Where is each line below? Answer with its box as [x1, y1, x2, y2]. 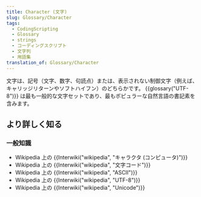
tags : [6, 20, 20, 26]
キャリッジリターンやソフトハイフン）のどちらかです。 [6, 84, 144, 92]
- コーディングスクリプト [12, 43, 67, 49]
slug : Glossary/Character [6, 15, 72, 21]
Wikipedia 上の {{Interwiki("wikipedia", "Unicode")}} [15, 184, 145, 192]
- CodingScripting [12, 25, 59, 32]
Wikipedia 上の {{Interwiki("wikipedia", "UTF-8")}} [15, 176, 141, 184]
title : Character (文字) [6, 8, 67, 15]
